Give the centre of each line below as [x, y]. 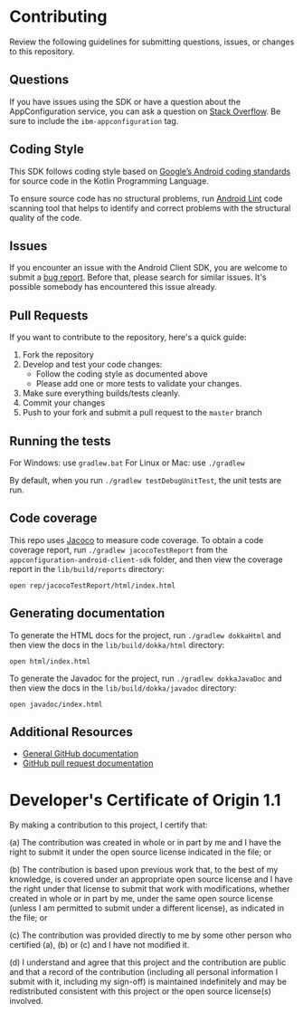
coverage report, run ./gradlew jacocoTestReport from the [118, 550]
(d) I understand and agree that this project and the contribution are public [148, 962]
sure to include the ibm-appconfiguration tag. [94, 120]
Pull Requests [49, 315]
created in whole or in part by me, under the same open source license [142, 899]
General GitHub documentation [80, 754]
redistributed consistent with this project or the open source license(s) [140, 991]
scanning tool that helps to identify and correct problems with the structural [150, 208]
